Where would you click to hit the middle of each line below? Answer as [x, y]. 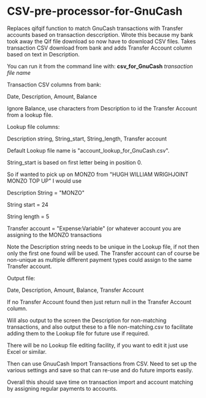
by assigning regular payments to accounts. [62, 388]
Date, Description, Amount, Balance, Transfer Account [75, 290]
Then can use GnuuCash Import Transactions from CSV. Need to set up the [102, 364]
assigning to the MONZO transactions [54, 235]
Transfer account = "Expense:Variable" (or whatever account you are [94, 228]
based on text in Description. [44, 54]
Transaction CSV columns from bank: [54, 85]
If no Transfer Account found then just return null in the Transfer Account [99, 302]
